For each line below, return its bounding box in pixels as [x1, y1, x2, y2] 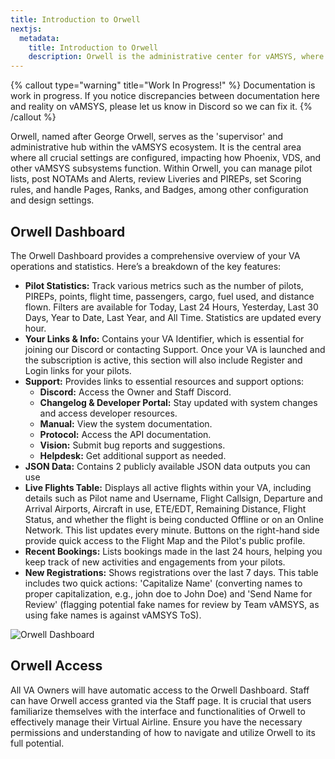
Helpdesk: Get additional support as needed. [39, 449, 227, 461]
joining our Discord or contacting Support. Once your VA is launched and [24, 343, 326, 355]
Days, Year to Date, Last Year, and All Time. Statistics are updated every [24, 311, 322, 323]
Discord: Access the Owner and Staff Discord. [39, 386, 232, 398]
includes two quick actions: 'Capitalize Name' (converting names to [24, 577, 303, 589]
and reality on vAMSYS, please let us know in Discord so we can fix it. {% [10, 101, 313, 113]
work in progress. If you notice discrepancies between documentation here [10, 90, 320, 102]
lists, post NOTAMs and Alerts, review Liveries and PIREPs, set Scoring [10, 173, 302, 185]
